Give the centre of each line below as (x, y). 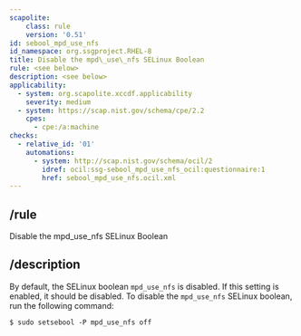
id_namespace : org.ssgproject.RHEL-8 (81, 52)
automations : (50, 152)
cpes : (36, 119)
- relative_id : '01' (56, 144)
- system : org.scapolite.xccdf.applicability (105, 93)
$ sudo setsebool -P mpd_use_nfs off (81, 322)
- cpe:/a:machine (66, 128)
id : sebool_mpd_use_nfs (54, 43)
